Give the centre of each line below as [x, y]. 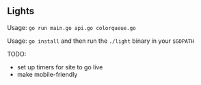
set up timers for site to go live [60, 67]
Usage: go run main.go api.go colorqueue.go [71, 27]
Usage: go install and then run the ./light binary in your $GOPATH [101, 41]
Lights [21, 11]
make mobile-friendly [47, 74]
